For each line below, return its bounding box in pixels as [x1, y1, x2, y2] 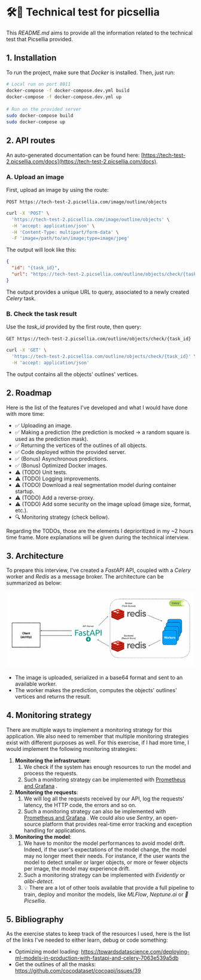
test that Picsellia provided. [6, 35, 73, 42]
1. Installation [6, 53, 57, 63]
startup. [14, 488, 35, 495]
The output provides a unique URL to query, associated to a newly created [6, 288, 190, 296]
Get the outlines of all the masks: [14, 961, 96, 968]
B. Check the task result [6, 309, 77, 318]
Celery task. [6, 294, 36, 302]
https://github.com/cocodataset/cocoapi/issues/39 [14, 967, 141, 975]
